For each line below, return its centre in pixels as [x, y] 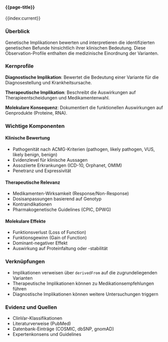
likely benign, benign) [35, 155]
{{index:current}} [23, 18]
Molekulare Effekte [26, 221]
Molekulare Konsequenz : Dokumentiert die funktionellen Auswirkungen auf [84, 107]
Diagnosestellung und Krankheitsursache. [49, 82]
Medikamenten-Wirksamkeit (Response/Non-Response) [71, 193]
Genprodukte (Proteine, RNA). [36, 113]
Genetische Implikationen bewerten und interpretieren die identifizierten [80, 42]
